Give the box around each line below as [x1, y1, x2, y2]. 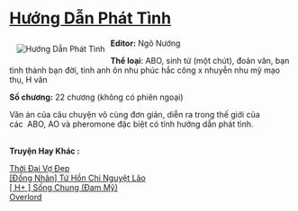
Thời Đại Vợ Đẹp [9, 163, 70, 173]
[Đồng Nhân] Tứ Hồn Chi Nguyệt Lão [9, 172, 146, 183]
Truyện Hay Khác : [9, 145, 80, 156]
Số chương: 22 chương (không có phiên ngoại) [9, 92, 184, 102]
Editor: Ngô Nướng [110, 38, 181, 48]
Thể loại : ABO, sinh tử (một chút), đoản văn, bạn [110, 55, 290, 66]
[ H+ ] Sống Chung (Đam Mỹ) [9, 181, 119, 192]
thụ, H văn [9, 74, 48, 84]
